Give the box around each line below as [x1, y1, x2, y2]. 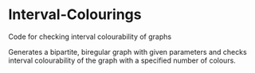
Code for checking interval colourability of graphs [8, 32, 172, 41]
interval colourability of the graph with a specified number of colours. [8, 56, 237, 65]
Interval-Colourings [8, 6, 142, 24]
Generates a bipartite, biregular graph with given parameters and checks [8, 47, 247, 56]
